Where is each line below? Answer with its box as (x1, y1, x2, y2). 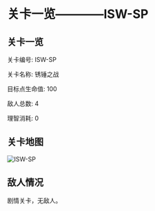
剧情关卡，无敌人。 (7, 196, 62, 204)
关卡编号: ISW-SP (7, 56, 57, 63)
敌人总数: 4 (7, 99, 39, 108)
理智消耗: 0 (7, 114, 39, 122)
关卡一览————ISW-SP (7, 6, 149, 22)
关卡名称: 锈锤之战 (7, 70, 59, 78)
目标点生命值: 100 (7, 85, 57, 93)
